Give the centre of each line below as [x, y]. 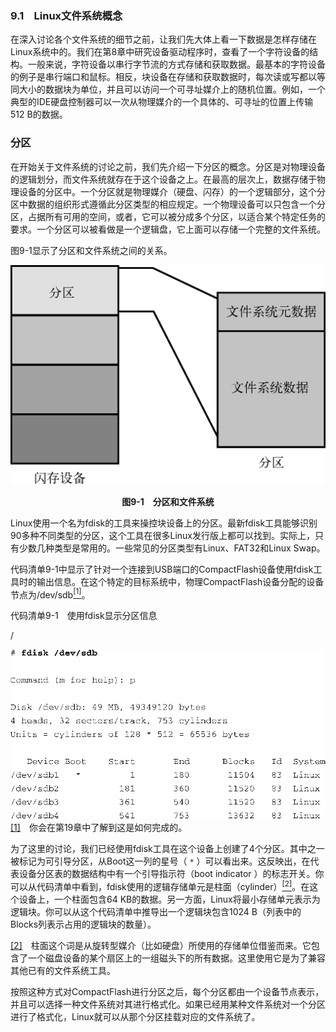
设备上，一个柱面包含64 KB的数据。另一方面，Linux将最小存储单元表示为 [169, 899]
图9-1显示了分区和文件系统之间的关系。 [91, 250]
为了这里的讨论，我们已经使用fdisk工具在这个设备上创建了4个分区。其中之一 [167, 849]
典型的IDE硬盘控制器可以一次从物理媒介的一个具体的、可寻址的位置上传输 [162, 102]
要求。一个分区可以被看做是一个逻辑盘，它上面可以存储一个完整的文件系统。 [168, 229]
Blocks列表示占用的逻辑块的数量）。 [83, 924]
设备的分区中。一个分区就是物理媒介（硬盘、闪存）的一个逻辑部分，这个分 [172, 191]
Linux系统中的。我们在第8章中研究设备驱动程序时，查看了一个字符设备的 [160, 52]
